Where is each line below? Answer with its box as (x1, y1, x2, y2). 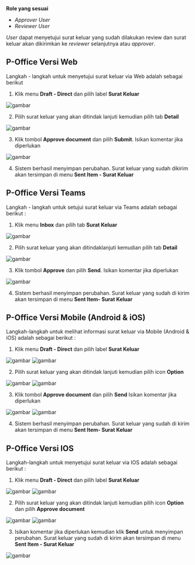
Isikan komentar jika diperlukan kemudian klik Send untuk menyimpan (14, 528, 183, 536)
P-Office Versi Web (6, 57, 78, 67)
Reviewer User (14, 23, 50, 29)
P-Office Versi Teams (6, 188, 86, 198)
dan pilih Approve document (14, 506, 85, 513)
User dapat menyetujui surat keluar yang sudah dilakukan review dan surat (6, 34, 186, 40)
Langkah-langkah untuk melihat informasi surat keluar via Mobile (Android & (6, 328, 189, 335)
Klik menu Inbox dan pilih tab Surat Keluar (14, 221, 118, 228)
